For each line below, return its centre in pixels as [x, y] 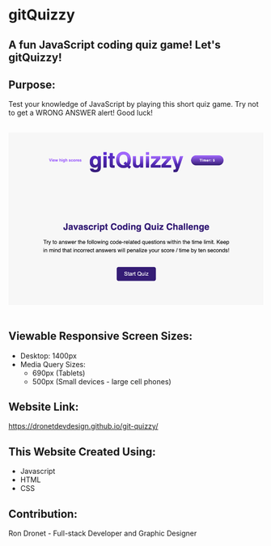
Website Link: [44, 407]
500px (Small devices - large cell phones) [102, 381]
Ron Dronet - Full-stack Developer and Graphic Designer [103, 533]
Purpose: [32, 85]
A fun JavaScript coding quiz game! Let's [114, 45]
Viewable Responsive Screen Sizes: [100, 336]
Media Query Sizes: [53, 364]
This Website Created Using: [82, 452]
